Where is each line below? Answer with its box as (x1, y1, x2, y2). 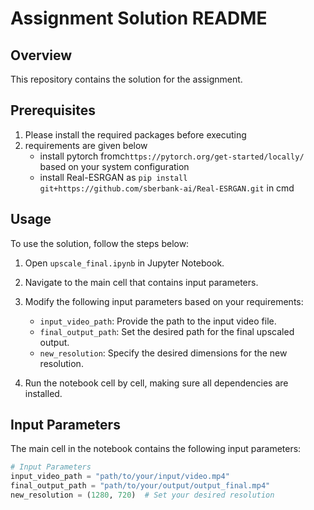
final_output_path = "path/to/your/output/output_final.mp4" (10, 481, 271, 491)
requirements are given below (24, 139, 148, 151)
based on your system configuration (39, 160, 190, 172)
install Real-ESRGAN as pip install (39, 171, 188, 183)
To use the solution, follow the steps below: (10, 237, 190, 249)
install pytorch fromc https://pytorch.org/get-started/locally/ (39, 150, 305, 162)
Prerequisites (10, 102, 96, 119)
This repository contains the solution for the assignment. (10, 73, 243, 85)
